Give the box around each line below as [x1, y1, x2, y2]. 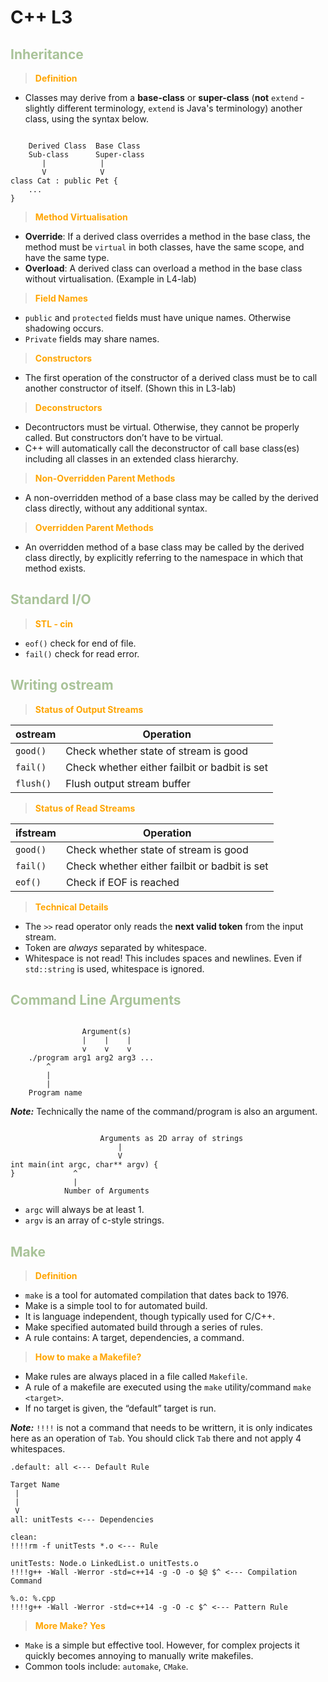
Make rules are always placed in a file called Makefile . [24, 1371, 248, 1383]
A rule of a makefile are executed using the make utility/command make [24, 1381, 312, 1393]
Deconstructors [34, 402, 103, 413]
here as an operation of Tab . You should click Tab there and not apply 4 [10, 1432, 302, 1445]
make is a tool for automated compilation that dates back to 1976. [24, 1289, 290, 1301]
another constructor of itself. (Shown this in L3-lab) [24, 382, 237, 394]
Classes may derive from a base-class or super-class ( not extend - [24, 92, 305, 103]
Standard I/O [10, 591, 92, 608]
